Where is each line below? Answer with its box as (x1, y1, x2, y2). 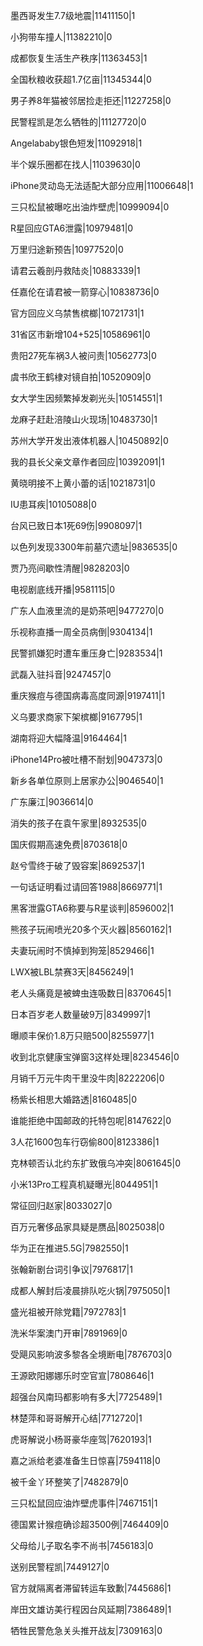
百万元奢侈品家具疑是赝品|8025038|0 (10, 1221, 165, 1233)
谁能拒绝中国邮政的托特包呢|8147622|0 (10, 1115, 172, 1126)
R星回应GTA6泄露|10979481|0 (10, 222, 134, 234)
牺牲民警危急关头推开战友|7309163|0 (10, 1625, 163, 1636)
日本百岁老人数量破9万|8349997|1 (10, 1009, 151, 1020)
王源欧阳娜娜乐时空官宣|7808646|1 (10, 1370, 155, 1381)
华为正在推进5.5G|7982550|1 (10, 1242, 129, 1254)
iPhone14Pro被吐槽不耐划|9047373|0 (10, 754, 163, 765)
